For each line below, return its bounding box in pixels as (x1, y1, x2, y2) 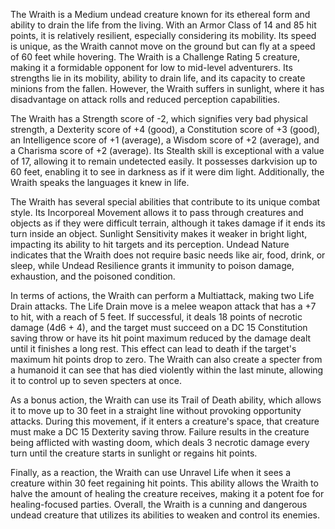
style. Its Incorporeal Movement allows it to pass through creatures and (10, 207, 304, 218)
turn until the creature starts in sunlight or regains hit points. (10, 447, 258, 459)
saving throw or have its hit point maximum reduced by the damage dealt (10, 332, 312, 344)
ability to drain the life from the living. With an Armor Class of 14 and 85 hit (10, 19, 317, 31)
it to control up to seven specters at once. (10, 375, 183, 386)
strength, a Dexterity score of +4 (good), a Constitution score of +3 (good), (10, 124, 320, 135)
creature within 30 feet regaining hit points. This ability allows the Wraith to (10, 477, 319, 489)
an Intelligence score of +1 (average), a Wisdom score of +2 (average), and (10, 134, 320, 146)
